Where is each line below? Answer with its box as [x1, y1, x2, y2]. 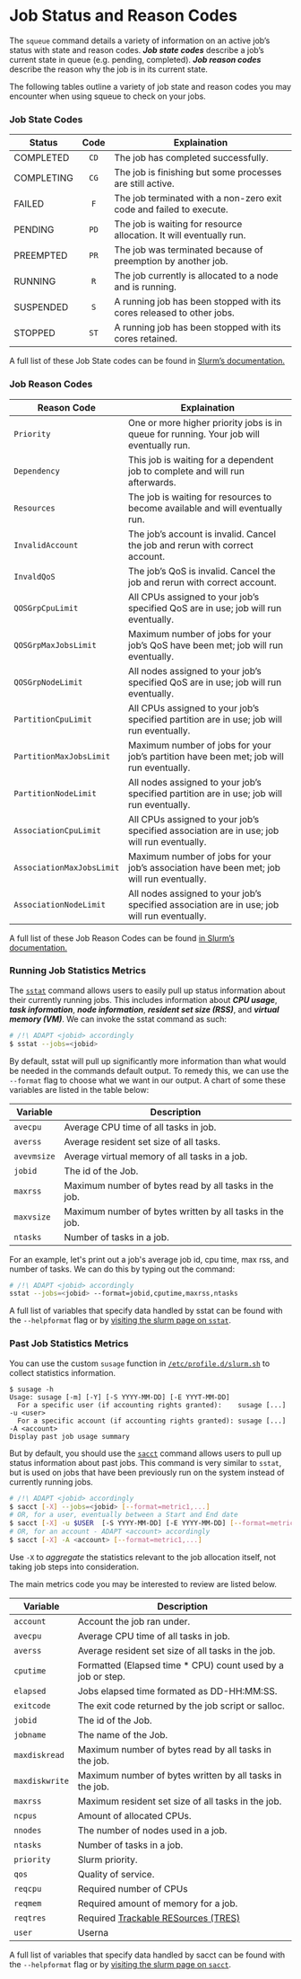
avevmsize [13, 1151, 56, 1161]
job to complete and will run [128, 465, 245, 477]
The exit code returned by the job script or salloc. [77, 1699, 285, 1712]
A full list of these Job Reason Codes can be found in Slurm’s [9, 932, 235, 944]
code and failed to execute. [114, 203, 228, 216]
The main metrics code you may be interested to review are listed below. [9, 1578, 278, 1589]
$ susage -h [9, 1385, 54, 1394]
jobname [13, 1729, 47, 1740]
